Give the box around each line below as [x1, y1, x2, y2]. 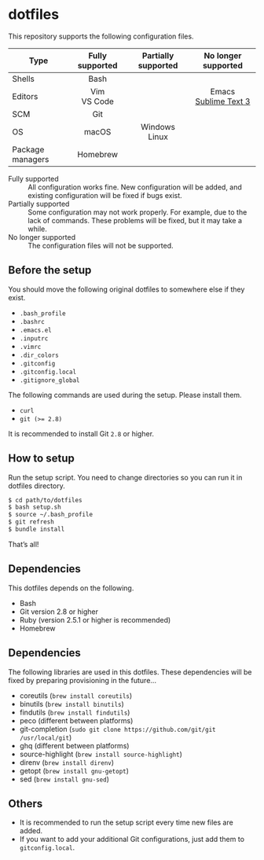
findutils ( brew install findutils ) [19, 707, 130, 717]
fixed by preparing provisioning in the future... [8, 675, 157, 685]
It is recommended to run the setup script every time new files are [19, 818, 233, 827]
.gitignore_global [19, 376, 80, 384]
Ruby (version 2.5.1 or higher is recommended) [19, 615, 171, 624]
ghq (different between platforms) [19, 741, 130, 750]
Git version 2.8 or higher [19, 607, 98, 616]
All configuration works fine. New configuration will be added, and [27, 182, 242, 192]
